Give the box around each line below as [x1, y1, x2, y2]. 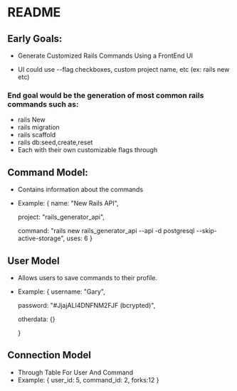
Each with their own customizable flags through [17, 146, 158, 154]
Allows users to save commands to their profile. [17, 273, 158, 282]
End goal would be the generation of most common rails [7, 90, 204, 100]
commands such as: [7, 99, 79, 109]
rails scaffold [17, 131, 56, 139]
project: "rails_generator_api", [17, 213, 105, 221]
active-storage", [17, 234, 65, 242]
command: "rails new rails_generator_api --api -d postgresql [17, 227, 195, 235]
